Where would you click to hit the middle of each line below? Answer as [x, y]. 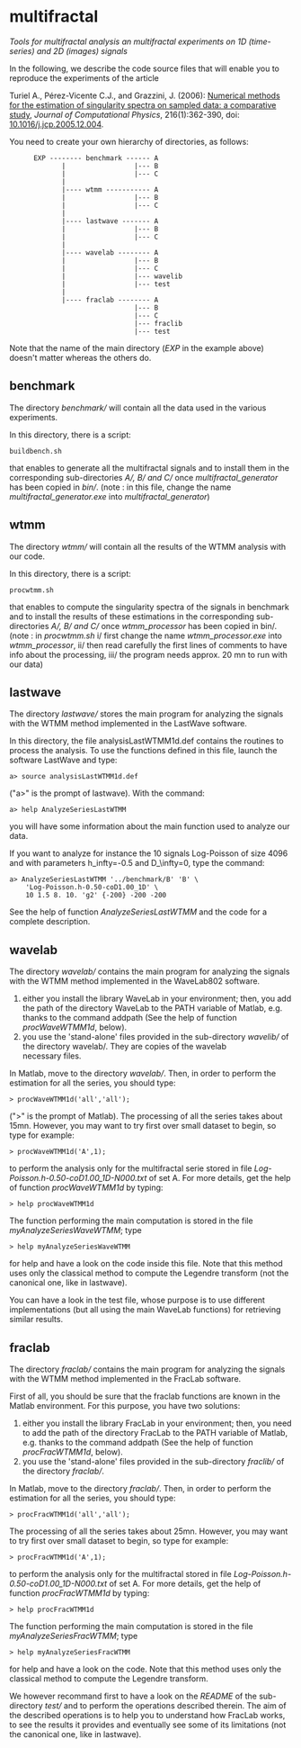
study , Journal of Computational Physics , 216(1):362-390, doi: [124, 114]
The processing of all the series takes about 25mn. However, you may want [149, 1531]
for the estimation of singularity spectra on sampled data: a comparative [143, 104]
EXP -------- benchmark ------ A [96, 158]
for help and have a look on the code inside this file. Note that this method [146, 1264]
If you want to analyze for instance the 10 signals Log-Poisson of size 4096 [149, 853]
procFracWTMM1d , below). [72, 1452]
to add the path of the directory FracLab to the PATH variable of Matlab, [155, 1433]
